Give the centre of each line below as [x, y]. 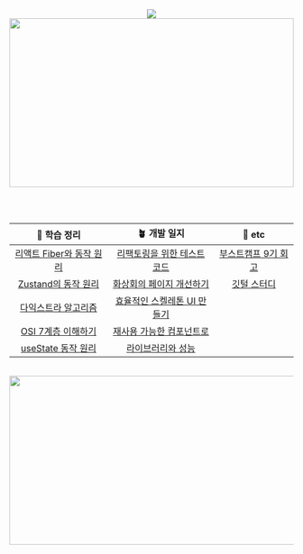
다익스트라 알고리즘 [58, 308]
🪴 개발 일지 [161, 233]
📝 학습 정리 [59, 235]
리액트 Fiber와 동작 [53, 254]
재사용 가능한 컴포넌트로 [161, 331]
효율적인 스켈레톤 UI [156, 301]
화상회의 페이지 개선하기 [161, 284]
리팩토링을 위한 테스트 [161, 254]
